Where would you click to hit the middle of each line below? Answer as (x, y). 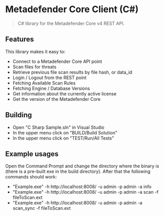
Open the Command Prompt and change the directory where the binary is (82, 166)
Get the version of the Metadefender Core (56, 99)
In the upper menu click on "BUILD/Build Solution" (65, 132)
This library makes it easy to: (35, 51)
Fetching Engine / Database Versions (51, 88)
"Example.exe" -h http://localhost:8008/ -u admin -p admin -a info (82, 187)
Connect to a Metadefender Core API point (57, 61)
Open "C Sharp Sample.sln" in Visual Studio (58, 127)
